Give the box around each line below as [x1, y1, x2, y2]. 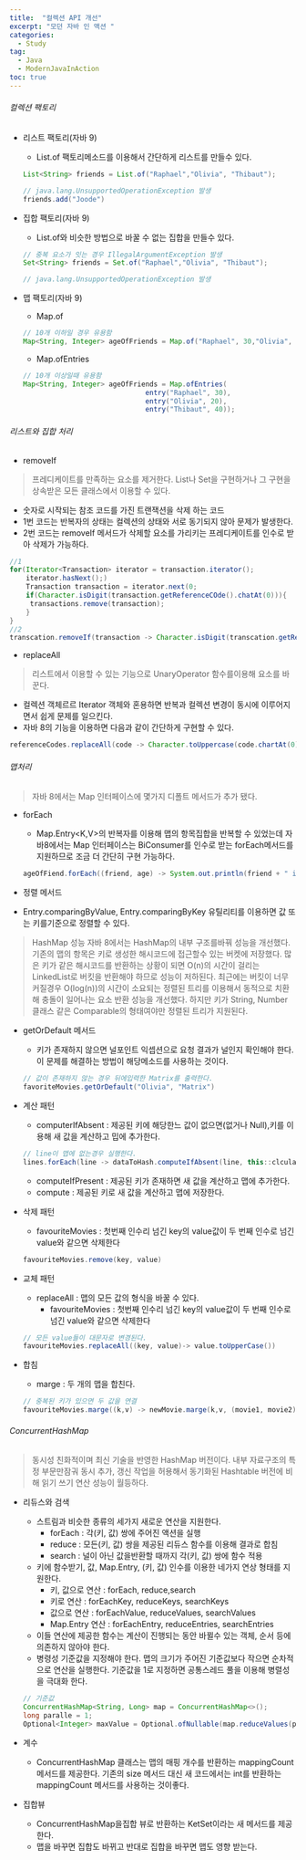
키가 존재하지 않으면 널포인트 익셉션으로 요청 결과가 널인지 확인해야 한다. [36, 1044, 294, 1055]
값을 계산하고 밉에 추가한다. [63, 1131, 161, 1142]
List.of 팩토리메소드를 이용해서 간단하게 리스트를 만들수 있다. [36, 152, 252, 162]
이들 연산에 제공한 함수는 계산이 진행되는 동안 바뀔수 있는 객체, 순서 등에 [36, 1630, 291, 1641]
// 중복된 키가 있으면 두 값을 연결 [22, 1397, 138, 1406]
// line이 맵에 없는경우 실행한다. [22, 1149, 137, 1158]
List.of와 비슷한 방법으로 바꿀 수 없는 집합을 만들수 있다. [36, 232, 235, 243]
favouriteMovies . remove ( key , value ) [22, 1255, 162, 1264]
